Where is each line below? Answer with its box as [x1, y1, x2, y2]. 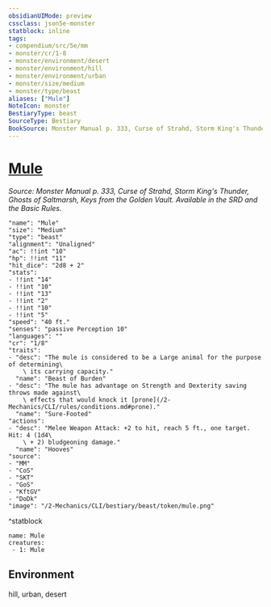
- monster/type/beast [8, 86, 81, 95]
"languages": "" [8, 332, 63, 340]
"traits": [8, 346, 42, 354]
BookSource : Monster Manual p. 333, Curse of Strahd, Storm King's [8, 124, 240, 133]
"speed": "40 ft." [8, 318, 70, 326]
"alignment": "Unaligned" [8, 240, 95, 248]
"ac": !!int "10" [8, 247, 67, 255]
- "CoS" [8, 466, 35, 474]
